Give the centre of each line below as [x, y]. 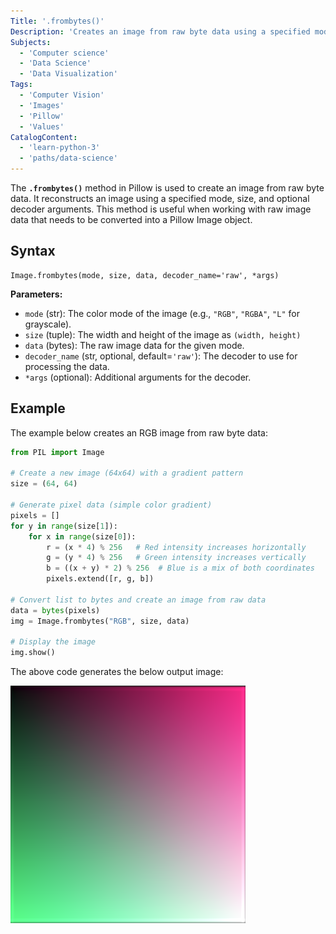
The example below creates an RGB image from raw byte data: [139, 432]
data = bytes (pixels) [55, 610]
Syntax [33, 251]
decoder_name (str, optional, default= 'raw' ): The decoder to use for [161, 356]
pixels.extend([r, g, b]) [100, 579]
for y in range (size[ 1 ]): [64, 526]
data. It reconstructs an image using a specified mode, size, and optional [160, 198]
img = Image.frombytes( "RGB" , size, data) [100, 621]
